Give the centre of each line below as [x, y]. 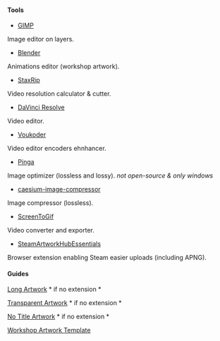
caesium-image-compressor [59, 190]
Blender [29, 53]
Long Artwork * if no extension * [54, 290]
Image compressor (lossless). [50, 203]
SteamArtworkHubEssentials [59, 244]
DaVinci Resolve [41, 107]
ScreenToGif [36, 217]
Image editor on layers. [41, 39]
